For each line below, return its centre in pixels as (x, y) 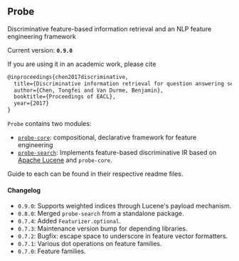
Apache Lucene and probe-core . (65, 160)
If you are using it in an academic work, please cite (82, 64)
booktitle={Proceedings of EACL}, (65, 97)
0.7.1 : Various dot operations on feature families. (90, 244)
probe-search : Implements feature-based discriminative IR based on (117, 153)
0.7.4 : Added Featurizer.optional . (69, 221)
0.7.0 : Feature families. (52, 251)
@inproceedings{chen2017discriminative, (68, 77)
